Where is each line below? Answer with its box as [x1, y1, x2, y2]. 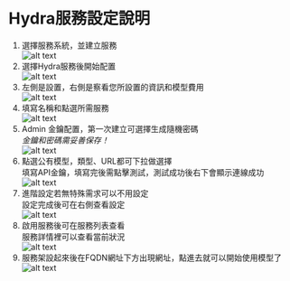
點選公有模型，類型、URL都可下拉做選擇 [21, 155, 173, 166]
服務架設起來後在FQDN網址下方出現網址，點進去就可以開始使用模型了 [21, 252, 282, 263]
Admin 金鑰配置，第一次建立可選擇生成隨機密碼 [21, 123, 199, 134]
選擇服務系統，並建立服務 [21, 40, 117, 51]
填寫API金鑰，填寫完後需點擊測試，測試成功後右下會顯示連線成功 [21, 166, 265, 177]
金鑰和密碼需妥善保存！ [21, 135, 109, 145]
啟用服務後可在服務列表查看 [21, 220, 126, 230]
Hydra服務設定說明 [8, 8, 151, 29]
